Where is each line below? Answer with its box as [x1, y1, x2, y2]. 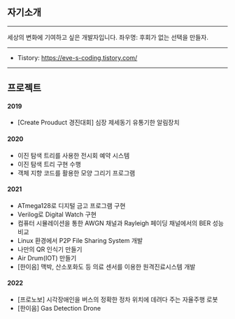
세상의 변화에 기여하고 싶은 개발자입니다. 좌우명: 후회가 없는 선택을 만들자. [7, 33, 208, 41]
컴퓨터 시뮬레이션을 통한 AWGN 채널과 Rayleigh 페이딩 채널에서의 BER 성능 [17, 218, 224, 227]
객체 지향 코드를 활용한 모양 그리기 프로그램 [17, 168, 136, 177]
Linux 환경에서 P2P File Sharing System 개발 [17, 236, 143, 244]
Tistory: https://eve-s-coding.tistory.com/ [17, 53, 138, 61]
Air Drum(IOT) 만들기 [17, 253, 77, 262]
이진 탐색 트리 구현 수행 [17, 160, 82, 168]
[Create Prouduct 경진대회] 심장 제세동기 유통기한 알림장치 [17, 118, 180, 127]
